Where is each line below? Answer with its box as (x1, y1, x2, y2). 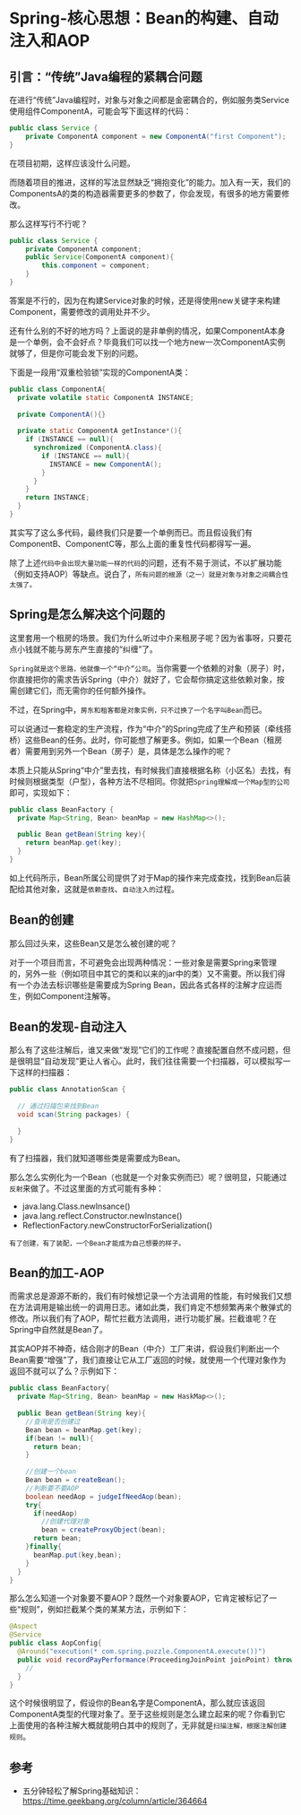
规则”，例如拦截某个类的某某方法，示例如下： (21, 1604, 190, 1615)
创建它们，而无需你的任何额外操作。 (16, 685, 150, 696)
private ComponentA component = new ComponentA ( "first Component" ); (25, 132, 287, 141)
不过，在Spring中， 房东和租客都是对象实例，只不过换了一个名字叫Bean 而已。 (9, 704, 267, 715)
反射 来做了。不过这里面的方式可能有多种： (9, 1183, 164, 1194)
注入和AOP (9, 30, 90, 51)
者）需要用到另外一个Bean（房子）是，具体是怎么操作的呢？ (9, 745, 233, 756)
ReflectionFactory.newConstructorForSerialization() (21, 1220, 213, 1230)
